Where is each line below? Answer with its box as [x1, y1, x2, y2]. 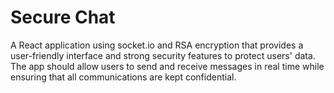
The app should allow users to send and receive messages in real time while [10, 60, 325, 72]
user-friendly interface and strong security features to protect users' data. [10, 49, 316, 61]
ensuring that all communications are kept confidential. [10, 71, 237, 83]
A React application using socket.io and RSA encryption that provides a [10, 39, 304, 51]
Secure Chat [10, 6, 116, 29]
